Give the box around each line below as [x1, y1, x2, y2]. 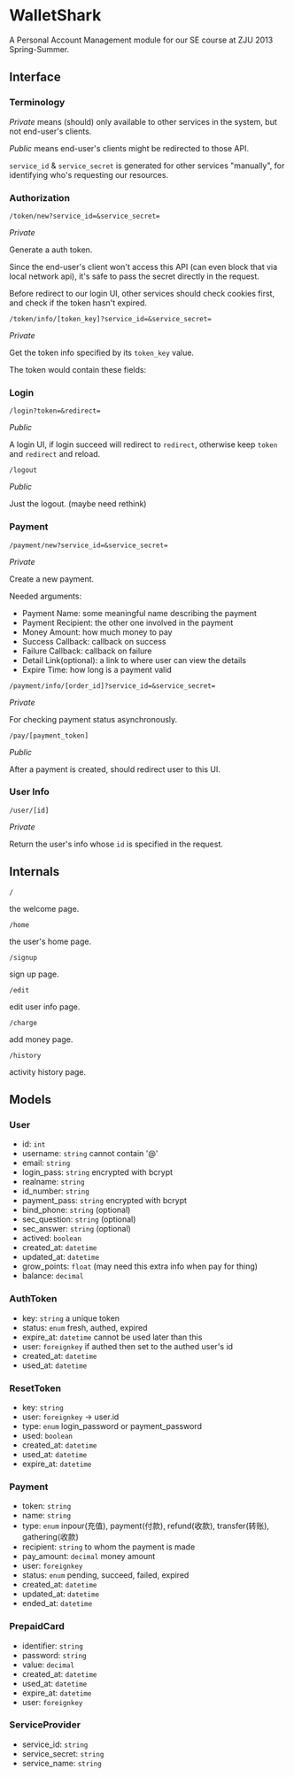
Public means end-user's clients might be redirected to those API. [9, 143, 250, 153]
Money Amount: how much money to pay [21, 626, 173, 637]
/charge [9, 1018, 38, 1027]
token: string [21, 1501, 72, 1511]
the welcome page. [9, 903, 80, 914]
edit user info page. [9, 1001, 81, 1012]
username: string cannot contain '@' [21, 1148, 159, 1159]
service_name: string [21, 1758, 102, 1768]
